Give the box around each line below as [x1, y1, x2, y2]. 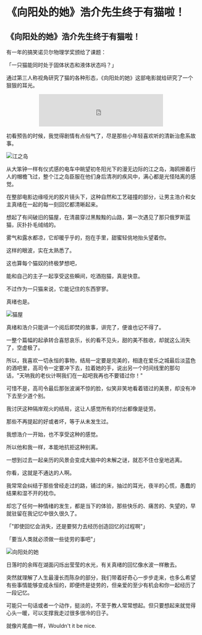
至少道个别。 [16, 393, 49, 399]
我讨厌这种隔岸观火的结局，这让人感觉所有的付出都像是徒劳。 [6, 405, 159, 412]
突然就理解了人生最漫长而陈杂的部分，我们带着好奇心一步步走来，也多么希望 [6, 574, 196, 581]
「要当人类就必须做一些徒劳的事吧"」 [6, 535, 99, 543]
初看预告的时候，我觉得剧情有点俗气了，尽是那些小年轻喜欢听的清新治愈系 [6, 132, 191, 139]
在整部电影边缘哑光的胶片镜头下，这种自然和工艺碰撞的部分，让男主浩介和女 [6, 194, 196, 200]
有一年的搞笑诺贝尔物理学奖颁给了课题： [6, 49, 106, 55]
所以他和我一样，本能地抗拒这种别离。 [6, 444, 101, 450]
